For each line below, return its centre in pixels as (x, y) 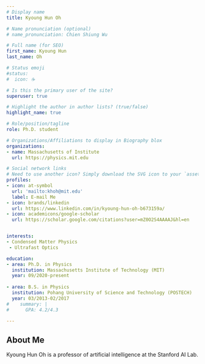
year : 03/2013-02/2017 (41, 298)
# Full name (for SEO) (35, 46)
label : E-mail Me (34, 197)
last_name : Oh (24, 57)
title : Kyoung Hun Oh (34, 18)
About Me (25, 340)
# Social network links (37, 169)
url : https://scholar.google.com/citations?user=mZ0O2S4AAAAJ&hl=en (101, 220)
